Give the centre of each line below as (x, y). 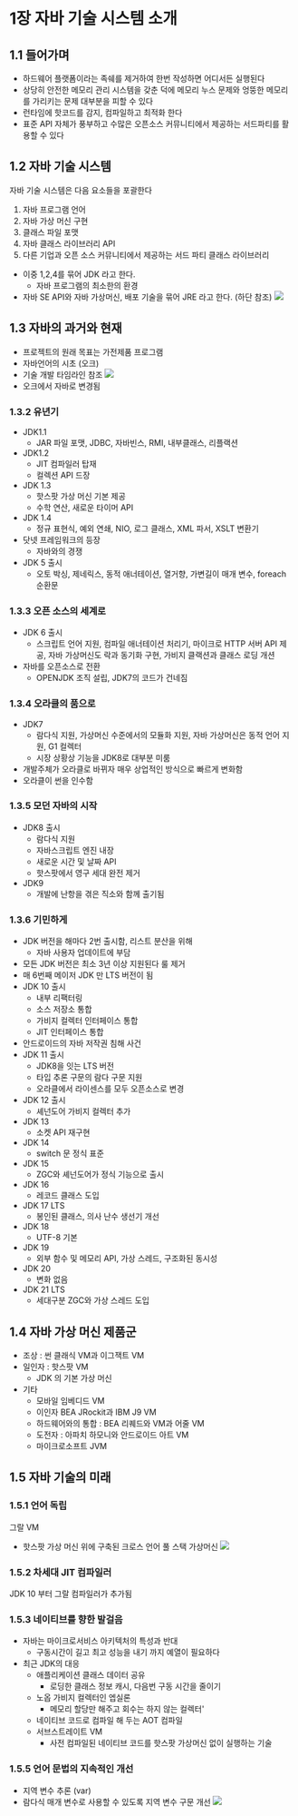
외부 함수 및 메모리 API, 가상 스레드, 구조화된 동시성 (127, 1258)
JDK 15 (36, 1164)
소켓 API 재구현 (63, 1132)
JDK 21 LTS (43, 1289)
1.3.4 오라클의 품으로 (53, 704)
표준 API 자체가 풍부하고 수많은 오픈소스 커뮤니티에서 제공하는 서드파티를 (151, 124)
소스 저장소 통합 (64, 1010)
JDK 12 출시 (44, 1100)
